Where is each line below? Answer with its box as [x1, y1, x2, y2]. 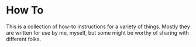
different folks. [6, 35, 42, 42]
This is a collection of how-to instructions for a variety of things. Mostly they [6, 23, 190, 30]
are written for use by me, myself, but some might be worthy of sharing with [6, 29, 189, 36]
